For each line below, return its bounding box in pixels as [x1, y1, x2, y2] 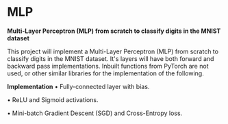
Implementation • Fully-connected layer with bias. [7, 82, 150, 90]
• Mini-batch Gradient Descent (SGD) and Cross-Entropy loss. [7, 109, 183, 117]
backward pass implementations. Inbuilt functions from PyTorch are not [7, 62, 209, 70]
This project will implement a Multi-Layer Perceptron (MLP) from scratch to [7, 47, 219, 55]
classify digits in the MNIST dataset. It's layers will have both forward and [7, 54, 214, 62]
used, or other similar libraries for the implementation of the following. [7, 69, 204, 77]
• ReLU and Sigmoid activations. [7, 95, 99, 103]
